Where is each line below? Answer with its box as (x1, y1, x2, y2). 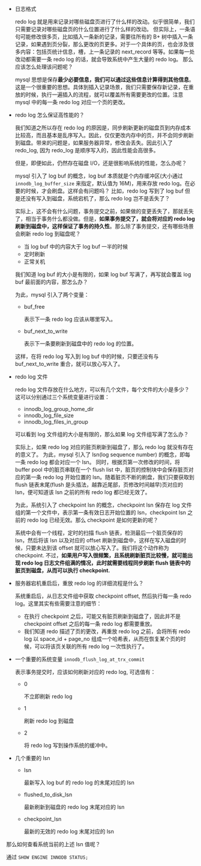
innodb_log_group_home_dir (23, 406, 94, 412)
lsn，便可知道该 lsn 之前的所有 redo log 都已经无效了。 (14, 489, 151, 495)
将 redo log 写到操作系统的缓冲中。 (23, 742, 111, 749)
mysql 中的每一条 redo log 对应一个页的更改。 (14, 99, 129, 105)
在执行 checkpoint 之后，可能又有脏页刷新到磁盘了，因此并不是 (23, 613, 181, 620)
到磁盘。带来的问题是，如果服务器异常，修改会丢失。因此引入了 (14, 139, 173, 146)
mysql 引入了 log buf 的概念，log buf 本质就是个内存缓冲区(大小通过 (14, 172, 183, 179)
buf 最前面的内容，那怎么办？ (14, 279, 88, 285)
